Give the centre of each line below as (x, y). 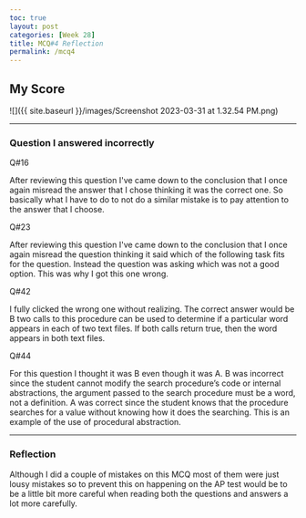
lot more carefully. (43, 503)
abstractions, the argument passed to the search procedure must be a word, (153, 393)
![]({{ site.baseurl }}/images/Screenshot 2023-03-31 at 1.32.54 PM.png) (144, 110)
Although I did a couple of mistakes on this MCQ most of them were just (144, 474)
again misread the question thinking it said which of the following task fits (147, 254)
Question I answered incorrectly (82, 142)
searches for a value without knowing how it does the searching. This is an (149, 412)
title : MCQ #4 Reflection (56, 43)
